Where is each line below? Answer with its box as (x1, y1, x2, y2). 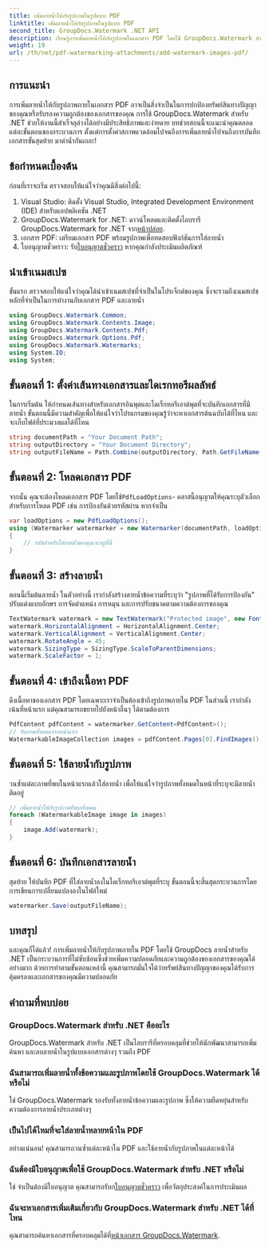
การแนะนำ (9, 78, 50, 92)
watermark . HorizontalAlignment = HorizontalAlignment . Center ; (9, 622, 220, 630)
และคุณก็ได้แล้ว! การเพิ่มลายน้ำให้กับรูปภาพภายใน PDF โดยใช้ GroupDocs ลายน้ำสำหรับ (9, 945, 248, 954)
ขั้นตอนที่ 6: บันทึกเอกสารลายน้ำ (9, 855, 136, 869)
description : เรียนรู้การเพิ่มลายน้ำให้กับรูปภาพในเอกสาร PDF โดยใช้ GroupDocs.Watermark (9, 34, 252, 42)
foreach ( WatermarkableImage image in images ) (9, 811, 167, 819)
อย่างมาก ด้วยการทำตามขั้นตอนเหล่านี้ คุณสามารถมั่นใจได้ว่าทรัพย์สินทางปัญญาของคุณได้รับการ (9, 963, 255, 973)
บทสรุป (9, 923, 38, 937)
